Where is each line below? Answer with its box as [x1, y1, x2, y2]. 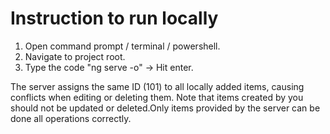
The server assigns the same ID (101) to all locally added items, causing [10, 80, 305, 92]
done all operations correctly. [10, 112, 132, 124]
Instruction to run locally [10, 7, 219, 30]
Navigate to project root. [24, 50, 126, 62]
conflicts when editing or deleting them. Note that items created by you [10, 91, 304, 103]
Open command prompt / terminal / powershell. [24, 40, 221, 52]
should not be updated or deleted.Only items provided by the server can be [10, 102, 321, 114]
